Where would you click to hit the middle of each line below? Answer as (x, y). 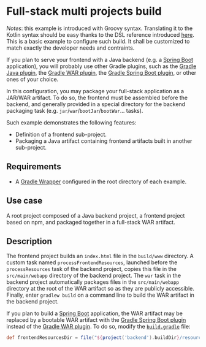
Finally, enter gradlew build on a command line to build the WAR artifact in (101, 295)
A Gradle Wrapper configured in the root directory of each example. (101, 181)
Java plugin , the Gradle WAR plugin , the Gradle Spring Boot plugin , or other (101, 72)
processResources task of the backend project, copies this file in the (91, 269)
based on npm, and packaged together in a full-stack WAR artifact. (91, 222)
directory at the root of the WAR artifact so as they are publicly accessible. (100, 289)
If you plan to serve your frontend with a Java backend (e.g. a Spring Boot (100, 59)
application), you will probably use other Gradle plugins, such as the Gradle (101, 66)
